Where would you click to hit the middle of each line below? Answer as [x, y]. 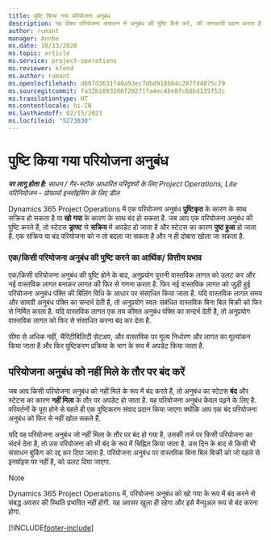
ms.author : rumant [39, 76]
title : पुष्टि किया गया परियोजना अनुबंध [60, 16]
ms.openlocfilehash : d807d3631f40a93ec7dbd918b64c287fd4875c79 [117, 83]
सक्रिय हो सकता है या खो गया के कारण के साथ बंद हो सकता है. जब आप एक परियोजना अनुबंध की [131, 218]
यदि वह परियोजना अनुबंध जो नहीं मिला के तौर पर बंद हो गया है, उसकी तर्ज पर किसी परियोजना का [130, 434]
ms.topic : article [39, 53]
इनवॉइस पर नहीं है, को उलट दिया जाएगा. [60, 462]
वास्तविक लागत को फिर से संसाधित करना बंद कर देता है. [80, 320]
